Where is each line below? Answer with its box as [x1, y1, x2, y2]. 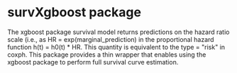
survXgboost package [7, 4, 142, 21]
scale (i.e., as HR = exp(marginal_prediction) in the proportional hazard [7, 35, 214, 43]
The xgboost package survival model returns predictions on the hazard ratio [7, 28, 230, 36]
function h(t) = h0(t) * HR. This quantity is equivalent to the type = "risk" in [7, 43, 226, 51]
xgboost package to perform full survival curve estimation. [7, 57, 179, 66]
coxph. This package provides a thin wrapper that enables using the [7, 50, 206, 59]
